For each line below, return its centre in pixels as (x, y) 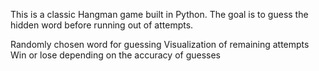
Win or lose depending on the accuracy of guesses (115, 55)
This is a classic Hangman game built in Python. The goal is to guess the (159, 14)
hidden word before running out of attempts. (102, 25)
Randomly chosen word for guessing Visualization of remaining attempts (160, 44)
